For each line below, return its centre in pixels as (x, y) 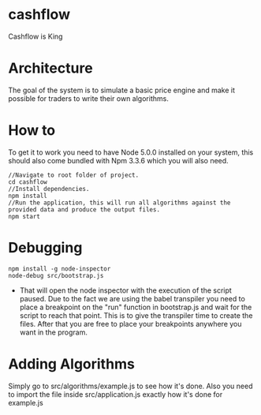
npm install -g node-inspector (60, 269)
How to (32, 131)
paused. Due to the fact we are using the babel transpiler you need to (132, 298)
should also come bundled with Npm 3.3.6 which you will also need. (118, 160)
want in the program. (54, 332)
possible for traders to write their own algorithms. (89, 98)
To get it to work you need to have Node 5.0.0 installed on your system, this (131, 152)
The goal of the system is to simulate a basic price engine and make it (121, 90)
